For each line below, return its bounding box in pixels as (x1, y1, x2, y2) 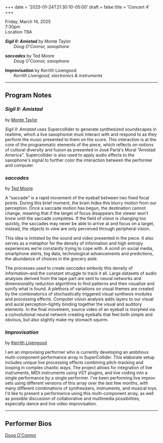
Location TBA (5, 29, 33, 34)
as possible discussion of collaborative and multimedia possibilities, (5, 395, 141, 402)
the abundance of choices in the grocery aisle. (5, 256, 98, 262)
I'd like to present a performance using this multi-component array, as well (5, 391, 154, 396)
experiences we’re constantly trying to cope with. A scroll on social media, (5, 245, 154, 251)
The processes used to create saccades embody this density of (5, 265, 133, 271)
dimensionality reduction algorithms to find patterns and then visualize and (5, 280, 155, 286)
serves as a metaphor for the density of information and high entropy (5, 240, 143, 246)
